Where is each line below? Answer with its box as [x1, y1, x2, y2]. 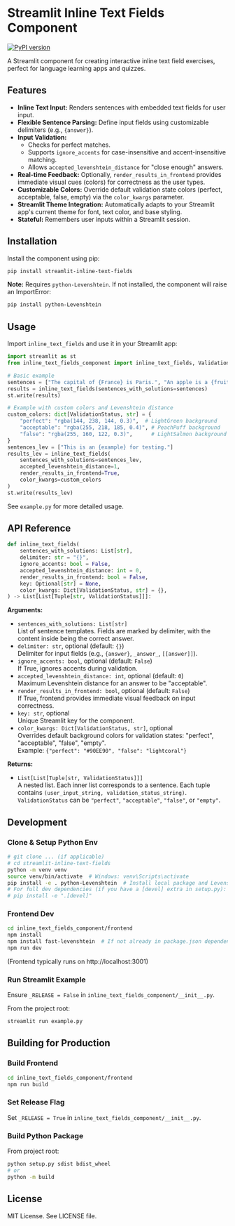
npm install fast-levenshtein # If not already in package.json [7, 938, 201, 945]
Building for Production [7, 1037, 111, 1049]
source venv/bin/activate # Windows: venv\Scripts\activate [7, 873, 190, 880]
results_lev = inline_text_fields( [7, 450, 111, 457]
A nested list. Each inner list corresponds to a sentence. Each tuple [17, 781, 211, 789]
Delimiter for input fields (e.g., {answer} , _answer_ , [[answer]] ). [17, 650, 198, 658]
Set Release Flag [7, 1098, 65, 1107]
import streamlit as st [7, 353, 77, 360]
